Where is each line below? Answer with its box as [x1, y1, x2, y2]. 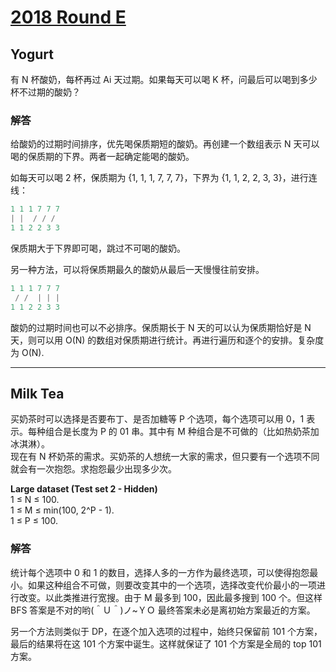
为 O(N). [10, 346, 45, 358]
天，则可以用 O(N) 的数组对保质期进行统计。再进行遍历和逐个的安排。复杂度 [10, 334, 325, 346]
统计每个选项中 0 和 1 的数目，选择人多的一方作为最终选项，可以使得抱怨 [10, 566, 310, 578]
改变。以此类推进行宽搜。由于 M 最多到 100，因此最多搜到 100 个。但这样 [18, 591, 323, 603]
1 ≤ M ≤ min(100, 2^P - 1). [10, 504, 115, 516]
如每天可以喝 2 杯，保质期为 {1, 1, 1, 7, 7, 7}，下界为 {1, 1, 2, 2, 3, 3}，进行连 [10, 172, 318, 184]
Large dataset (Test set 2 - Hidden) [10, 483, 158, 495]
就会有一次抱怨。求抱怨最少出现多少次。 [10, 463, 177, 475]
